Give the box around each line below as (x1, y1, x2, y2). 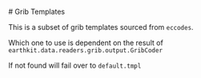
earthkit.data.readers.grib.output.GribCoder (8, 47, 163, 55)
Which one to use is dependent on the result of (8, 38, 164, 47)
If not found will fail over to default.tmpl (8, 60, 142, 70)
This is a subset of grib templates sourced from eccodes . (8, 23, 194, 31)
